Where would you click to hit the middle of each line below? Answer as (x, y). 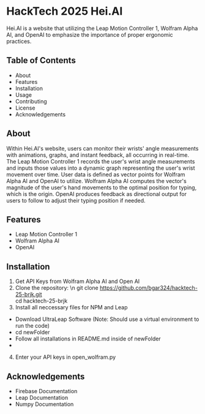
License (25, 108)
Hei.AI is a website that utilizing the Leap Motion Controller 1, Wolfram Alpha (102, 28)
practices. (19, 41)
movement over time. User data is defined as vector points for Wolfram (96, 174)
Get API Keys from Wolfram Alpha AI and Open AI (77, 281)
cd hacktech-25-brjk (41, 301)
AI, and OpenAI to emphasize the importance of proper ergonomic (90, 34)
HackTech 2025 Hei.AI (65, 11)
